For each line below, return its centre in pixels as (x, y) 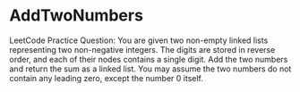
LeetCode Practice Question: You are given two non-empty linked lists (139, 40)
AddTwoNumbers (76, 16)
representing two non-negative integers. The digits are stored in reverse (142, 49)
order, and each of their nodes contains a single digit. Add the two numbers (149, 59)
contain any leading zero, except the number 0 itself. (107, 78)
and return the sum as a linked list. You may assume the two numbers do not (150, 69)
